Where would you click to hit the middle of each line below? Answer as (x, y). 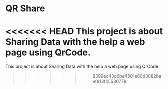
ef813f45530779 (110, 82)
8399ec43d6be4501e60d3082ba (127, 76)
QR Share (25, 9)
